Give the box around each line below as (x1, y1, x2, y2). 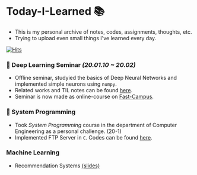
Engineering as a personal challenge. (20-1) (14, 128, 122, 135)
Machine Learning (6, 148, 60, 157)
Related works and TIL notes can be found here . (14, 87, 132, 94)
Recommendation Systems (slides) (14, 162, 100, 169)
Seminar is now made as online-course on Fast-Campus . (14, 93, 154, 101)
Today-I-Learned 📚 (6, 5, 105, 18)
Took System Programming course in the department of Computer (14, 121, 177, 128)
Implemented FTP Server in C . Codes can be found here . (14, 134, 152, 141)
